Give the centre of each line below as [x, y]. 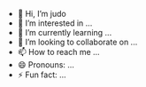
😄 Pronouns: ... [46, 65]
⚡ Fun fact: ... [42, 75]
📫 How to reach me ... [58, 52]
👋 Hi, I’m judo [42, 14]
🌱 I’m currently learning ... [65, 32]
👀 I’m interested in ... [55, 23]
